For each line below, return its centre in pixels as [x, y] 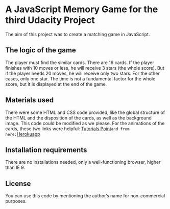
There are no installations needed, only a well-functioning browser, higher [83, 162]
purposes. [16, 201]
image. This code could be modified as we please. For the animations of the [85, 123]
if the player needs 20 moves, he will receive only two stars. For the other [82, 73]
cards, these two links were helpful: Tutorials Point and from [67, 129]
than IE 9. [15, 168]
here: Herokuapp [23, 134]
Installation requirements [46, 150]
